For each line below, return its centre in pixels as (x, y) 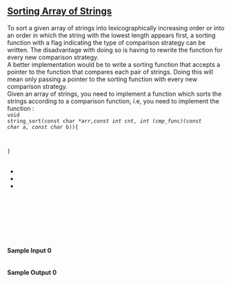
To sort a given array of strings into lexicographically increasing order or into (116, 28)
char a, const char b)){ (43, 127)
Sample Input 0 (29, 250)
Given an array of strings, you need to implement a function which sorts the (114, 94)
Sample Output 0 (32, 272)
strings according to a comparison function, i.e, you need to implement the (113, 101)
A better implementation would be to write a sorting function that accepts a (114, 64)
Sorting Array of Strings (60, 11)
